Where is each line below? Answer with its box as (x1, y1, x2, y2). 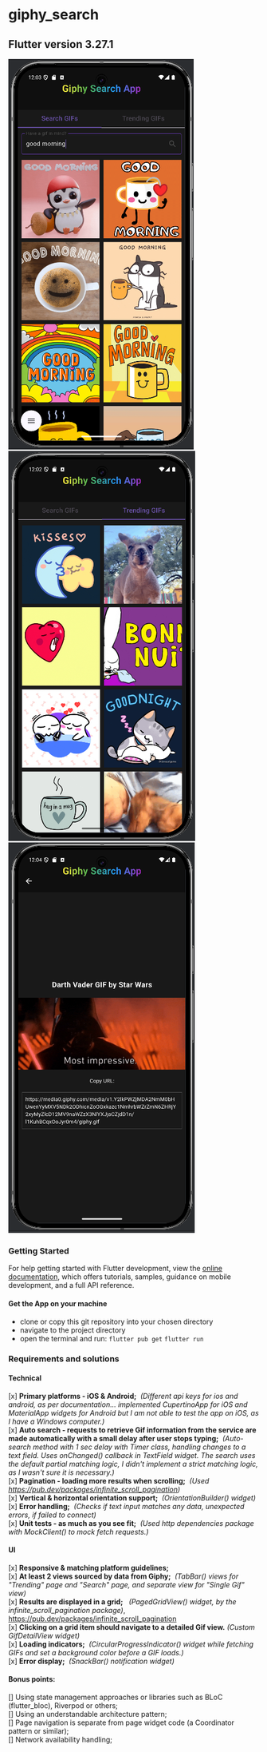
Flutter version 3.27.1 (8, 38, 114, 51)
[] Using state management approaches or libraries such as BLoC (8, 1692, 223, 1702)
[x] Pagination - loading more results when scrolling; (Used (8, 1476, 210, 1485)
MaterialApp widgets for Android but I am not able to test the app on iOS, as (8, 1408, 259, 1417)
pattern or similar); (8, 1726, 69, 1736)
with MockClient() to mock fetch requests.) (8, 1527, 149, 1536)
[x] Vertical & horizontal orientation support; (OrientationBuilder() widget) (8, 1492, 257, 1503)
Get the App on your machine (8, 1298, 108, 1308)
